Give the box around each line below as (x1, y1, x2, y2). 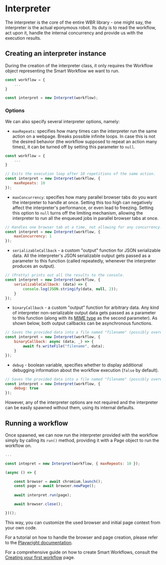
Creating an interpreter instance (5, 49, 106, 58)
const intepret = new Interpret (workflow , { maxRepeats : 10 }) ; (5, 461, 140, 466)
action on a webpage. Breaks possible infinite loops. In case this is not (12, 133, 156, 139)
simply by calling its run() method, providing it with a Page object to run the (5, 437, 160, 443)
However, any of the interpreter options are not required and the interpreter (5, 399, 158, 405)
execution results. (5, 35, 41, 41)
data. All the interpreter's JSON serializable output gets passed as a (12, 253, 151, 259)
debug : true (14, 386, 39, 391)
